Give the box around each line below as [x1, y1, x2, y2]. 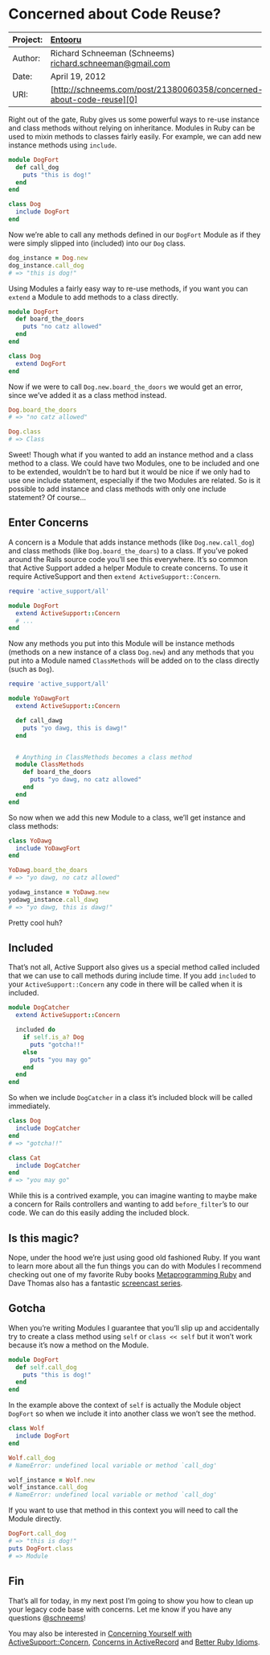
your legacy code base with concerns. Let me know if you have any [8, 1604, 232, 1614]
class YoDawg [8, 837, 52, 845]
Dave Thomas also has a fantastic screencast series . [8, 1278, 183, 1288]
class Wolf [8, 1425, 45, 1433]
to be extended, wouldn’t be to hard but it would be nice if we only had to [8, 467, 251, 477]
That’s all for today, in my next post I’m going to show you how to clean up [8, 1595, 254, 1605]
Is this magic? [8, 1231, 80, 1245]
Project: [12, 34, 43, 45]
